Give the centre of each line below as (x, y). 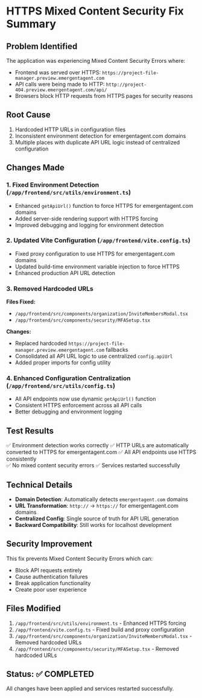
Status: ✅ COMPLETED (50, 674)
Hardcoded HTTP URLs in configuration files (70, 129)
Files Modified (34, 609)
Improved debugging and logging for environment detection (89, 225)
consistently (21, 459)
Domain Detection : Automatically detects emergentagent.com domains (101, 499)
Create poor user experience (51, 589)
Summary (31, 24)
